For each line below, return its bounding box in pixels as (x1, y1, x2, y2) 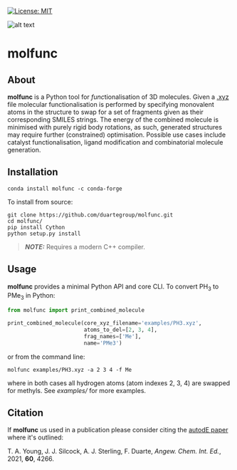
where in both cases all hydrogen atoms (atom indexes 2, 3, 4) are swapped (7, 378, 231, 387)
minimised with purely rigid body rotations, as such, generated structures (7, 123, 223, 131)
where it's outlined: (7, 433, 64, 442)
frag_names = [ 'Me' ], (83, 333, 142, 340)
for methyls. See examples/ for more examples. (7, 386, 147, 395)
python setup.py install (7, 230, 81, 237)
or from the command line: (7, 352, 85, 361)
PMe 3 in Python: (7, 291, 56, 302)
